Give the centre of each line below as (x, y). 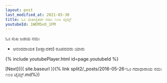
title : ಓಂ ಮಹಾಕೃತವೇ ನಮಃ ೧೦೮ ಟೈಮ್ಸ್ (39, 19)
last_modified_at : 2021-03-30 (38, 15)
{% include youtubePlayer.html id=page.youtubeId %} (62, 59)
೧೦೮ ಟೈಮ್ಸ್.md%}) (22, 75)
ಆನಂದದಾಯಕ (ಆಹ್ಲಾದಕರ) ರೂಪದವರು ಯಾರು (49, 49)
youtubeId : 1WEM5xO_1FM (31, 24)
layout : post (19, 10)
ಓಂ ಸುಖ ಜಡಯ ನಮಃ (22, 39)
